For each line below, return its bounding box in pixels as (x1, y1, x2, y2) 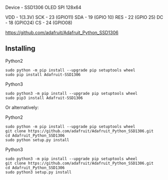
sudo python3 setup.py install (5, 169, 72, 175)
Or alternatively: (5, 104, 39, 110)
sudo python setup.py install (5, 137, 70, 142)
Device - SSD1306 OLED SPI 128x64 (5, 5, 81, 10)
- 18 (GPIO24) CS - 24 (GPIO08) (5, 20, 73, 25)
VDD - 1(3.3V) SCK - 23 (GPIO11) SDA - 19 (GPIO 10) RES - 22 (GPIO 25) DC (5, 14, 163, 20)
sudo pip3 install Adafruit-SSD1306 (5, 95, 83, 100)
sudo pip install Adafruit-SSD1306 (5, 72, 81, 77)
